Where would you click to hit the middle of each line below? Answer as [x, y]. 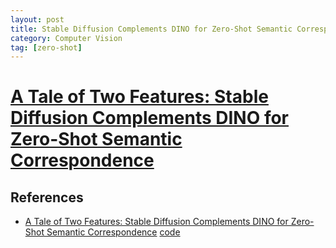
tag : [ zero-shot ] [46, 47]
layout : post [37, 19]
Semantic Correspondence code [113, 232]
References [47, 197]
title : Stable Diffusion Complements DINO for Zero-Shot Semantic [151, 29]
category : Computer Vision [66, 38]
